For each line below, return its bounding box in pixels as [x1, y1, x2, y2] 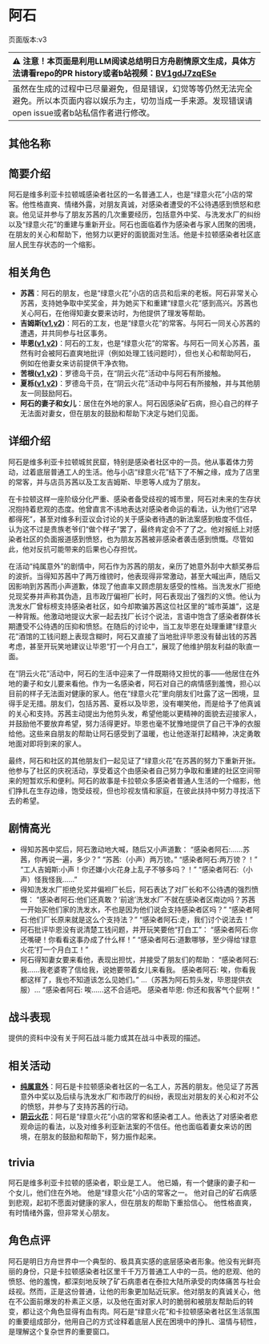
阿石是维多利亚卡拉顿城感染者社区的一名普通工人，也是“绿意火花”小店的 [8, 189, 247, 200]
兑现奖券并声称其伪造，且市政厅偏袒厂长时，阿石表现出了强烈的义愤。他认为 [8, 591, 261, 601]
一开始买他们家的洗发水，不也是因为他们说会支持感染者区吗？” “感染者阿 [19, 905, 260, 914]
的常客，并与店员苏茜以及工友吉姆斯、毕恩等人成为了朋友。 [8, 477, 205, 487]
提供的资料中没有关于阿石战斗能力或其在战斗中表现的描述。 [8, 1033, 205, 1042]
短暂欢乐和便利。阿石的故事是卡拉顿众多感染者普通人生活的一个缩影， [22, 775, 254, 785]
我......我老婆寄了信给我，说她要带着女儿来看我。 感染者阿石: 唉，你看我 [19, 965, 256, 974]
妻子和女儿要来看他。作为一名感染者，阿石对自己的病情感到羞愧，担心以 [22, 678, 261, 688]
